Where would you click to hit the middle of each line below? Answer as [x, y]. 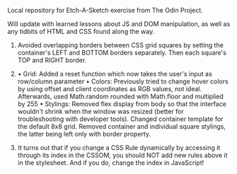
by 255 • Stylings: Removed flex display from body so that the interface [122, 104]
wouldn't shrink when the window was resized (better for [100, 111]
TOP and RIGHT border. [52, 60]
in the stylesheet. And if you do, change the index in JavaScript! [111, 163]
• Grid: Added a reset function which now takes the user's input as [115, 74]
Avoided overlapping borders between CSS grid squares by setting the [121, 45]
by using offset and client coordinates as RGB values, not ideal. [110, 89]
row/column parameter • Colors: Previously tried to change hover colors [123, 81]
